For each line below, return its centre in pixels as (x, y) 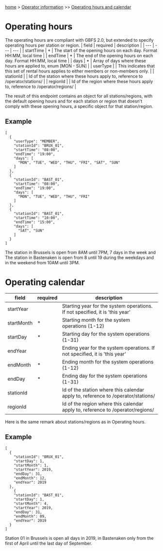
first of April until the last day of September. (49, 543)
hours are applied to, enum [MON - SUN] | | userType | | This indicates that (80, 66)
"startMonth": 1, (31, 465)
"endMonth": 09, (30, 516)
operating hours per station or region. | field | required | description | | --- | (80, 45)
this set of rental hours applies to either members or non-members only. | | (80, 71)
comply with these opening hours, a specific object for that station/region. (79, 106)
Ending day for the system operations (105, 376)
